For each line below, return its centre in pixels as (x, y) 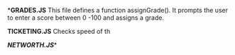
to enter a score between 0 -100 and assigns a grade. (86, 18)
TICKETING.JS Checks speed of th (59, 31)
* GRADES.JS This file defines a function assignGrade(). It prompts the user (118, 10)
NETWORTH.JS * (32, 45)
